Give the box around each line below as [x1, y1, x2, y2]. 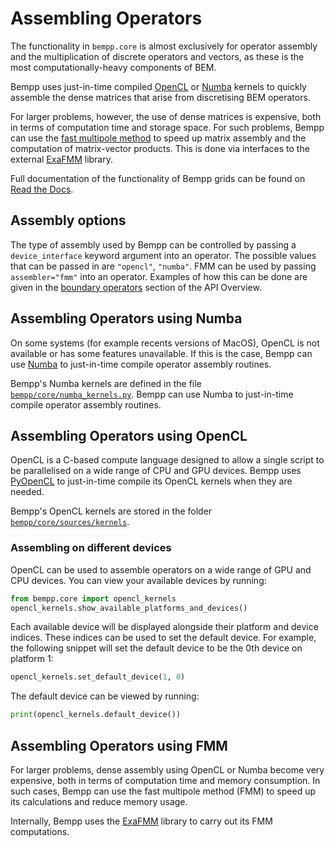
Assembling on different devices [10, 541, 172, 555]
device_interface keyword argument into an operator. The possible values [10, 249, 317, 261]
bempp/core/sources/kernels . [10, 516, 130, 528]
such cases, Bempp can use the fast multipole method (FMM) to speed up [10, 785, 317, 797]
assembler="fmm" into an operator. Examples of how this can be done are [10, 270, 308, 282]
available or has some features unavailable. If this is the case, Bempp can [10, 347, 313, 359]
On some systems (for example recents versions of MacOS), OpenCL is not [10, 337, 320, 349]
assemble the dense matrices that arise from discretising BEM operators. [10, 91, 311, 103]
